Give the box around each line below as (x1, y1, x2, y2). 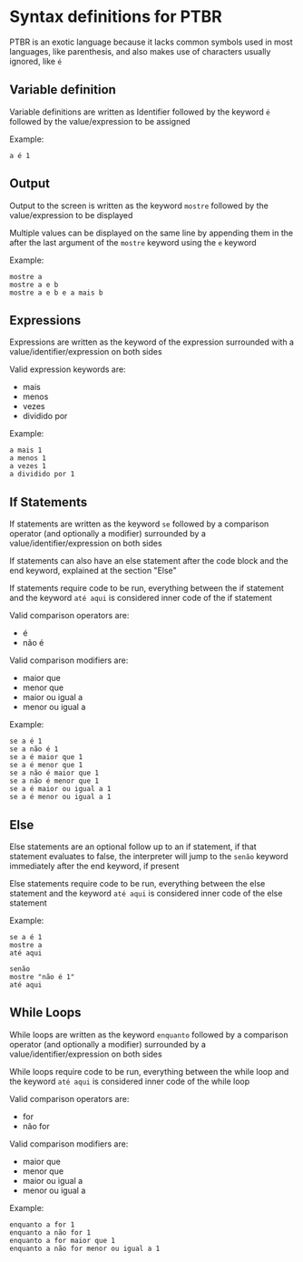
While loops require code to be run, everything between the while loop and (9, 1066, 289, 1077)
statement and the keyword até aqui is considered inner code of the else (9, 888, 283, 898)
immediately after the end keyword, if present (9, 861, 180, 871)
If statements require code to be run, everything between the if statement (9, 583, 284, 594)
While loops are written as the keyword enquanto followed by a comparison (9, 1029, 288, 1040)
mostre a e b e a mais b (9, 288, 103, 297)
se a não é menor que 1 (9, 776, 100, 786)
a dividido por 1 (9, 470, 75, 479)
